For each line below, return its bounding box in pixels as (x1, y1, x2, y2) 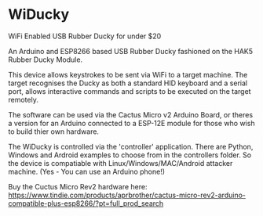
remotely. (8, 95, 39, 104)
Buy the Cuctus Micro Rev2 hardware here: (8, 182, 148, 191)
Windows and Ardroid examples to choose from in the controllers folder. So (8, 150, 252, 160)
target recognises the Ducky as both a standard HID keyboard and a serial (8, 78, 248, 88)
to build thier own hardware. (8, 127, 100, 136)
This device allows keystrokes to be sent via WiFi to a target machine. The (8, 70, 248, 79)
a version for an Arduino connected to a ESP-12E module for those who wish (8, 118, 255, 128)
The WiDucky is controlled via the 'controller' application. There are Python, (8, 142, 254, 151)
